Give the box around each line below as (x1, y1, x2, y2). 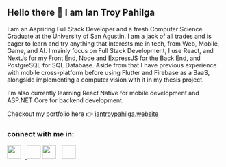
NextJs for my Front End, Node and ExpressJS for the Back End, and (7, 54, 201, 62)
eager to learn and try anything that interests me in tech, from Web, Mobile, (7, 39, 220, 48)
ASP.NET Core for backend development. (7, 96, 124, 104)
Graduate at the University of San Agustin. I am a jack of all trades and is (7, 32, 212, 40)
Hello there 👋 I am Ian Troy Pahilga (7, 7, 155, 18)
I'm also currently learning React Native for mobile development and (7, 89, 200, 97)
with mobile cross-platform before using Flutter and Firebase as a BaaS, (7, 68, 210, 76)
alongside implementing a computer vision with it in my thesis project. (7, 76, 204, 84)
